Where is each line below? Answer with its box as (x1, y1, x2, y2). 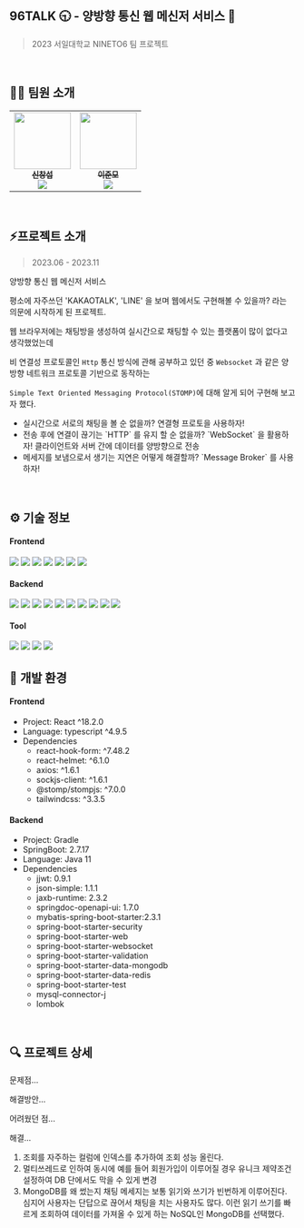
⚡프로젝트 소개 (9, 229, 86, 244)
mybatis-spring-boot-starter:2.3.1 (35, 912, 162, 923)
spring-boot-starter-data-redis (35, 970, 152, 981)
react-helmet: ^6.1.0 (35, 755, 111, 766)
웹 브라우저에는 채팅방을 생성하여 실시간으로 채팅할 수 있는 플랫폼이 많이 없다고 (9, 326, 289, 337)
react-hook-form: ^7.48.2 (35, 746, 130, 757)
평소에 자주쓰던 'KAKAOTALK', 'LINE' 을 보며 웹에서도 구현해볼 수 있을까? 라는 (9, 295, 288, 306)
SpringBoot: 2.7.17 (22, 844, 90, 856)
